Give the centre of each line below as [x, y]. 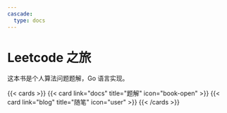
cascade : [20, 14]
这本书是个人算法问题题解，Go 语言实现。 [68, 78]
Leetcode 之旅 [49, 58]
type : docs [30, 20]
